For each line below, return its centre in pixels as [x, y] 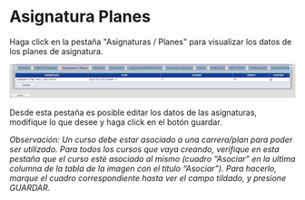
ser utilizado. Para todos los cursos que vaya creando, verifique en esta [144, 149]
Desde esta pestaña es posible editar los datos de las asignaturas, [133, 113]
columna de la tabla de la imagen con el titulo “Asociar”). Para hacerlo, [143, 168]
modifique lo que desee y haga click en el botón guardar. [116, 122]
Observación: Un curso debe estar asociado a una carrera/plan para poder [151, 140]
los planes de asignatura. [56, 51]
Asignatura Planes [80, 17]
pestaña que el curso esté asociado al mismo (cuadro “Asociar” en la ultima [152, 159]
